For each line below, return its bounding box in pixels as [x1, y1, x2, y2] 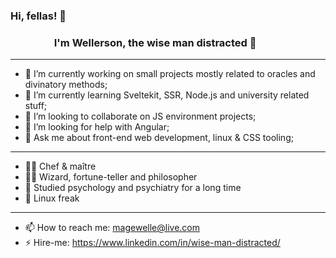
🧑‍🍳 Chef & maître [24, 160, 97, 173]
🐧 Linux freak [24, 192, 80, 204]
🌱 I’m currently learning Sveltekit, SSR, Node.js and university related [24, 89, 310, 101]
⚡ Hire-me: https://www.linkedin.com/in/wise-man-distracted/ [24, 237, 281, 249]
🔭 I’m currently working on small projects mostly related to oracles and [24, 68, 316, 80]
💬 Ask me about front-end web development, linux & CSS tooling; [24, 132, 294, 144]
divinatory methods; [24, 79, 108, 91]
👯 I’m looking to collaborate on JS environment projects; [24, 110, 257, 123]
